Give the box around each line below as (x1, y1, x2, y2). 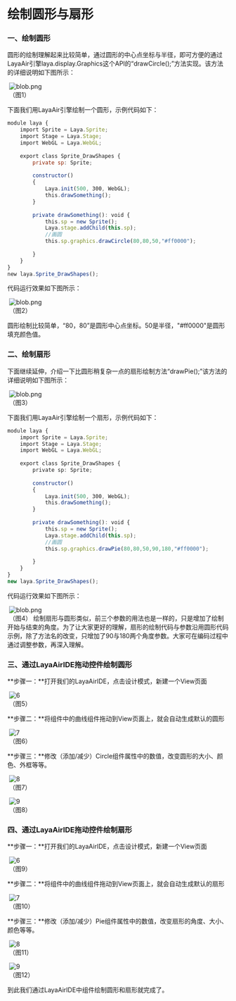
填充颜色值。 (7, 330, 44, 339)
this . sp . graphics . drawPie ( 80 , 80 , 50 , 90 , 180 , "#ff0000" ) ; (44, 545, 209, 552)
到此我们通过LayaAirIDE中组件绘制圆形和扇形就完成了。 (7, 986, 169, 994)
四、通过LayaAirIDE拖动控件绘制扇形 (7, 825, 132, 835)
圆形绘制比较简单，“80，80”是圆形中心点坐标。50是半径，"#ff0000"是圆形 (7, 321, 225, 330)
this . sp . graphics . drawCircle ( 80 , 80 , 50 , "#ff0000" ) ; (44, 237, 197, 245)
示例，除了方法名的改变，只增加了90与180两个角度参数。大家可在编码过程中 (7, 631, 228, 640)
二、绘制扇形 (7, 349, 51, 359)
